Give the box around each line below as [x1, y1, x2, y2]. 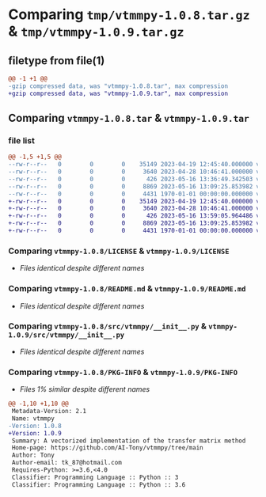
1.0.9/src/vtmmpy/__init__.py [8, 331, 125, 340]
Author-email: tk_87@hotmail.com [11, 459, 123, 467]
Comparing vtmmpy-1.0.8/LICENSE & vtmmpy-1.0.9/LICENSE [8, 245, 230, 256]
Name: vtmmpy [11, 414, 55, 423]
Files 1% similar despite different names [19, 385, 150, 394]
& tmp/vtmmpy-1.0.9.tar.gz [8, 22, 184, 40]
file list [8, 135, 36, 146]
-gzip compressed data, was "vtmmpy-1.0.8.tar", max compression [8, 82, 228, 90]
